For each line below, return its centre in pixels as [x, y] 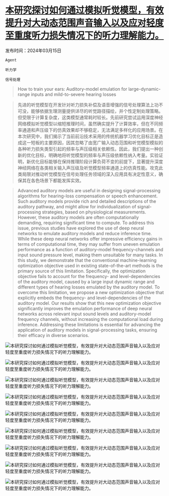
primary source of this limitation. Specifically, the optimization [81, 271]
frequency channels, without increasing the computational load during [90, 319]
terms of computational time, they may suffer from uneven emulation [89, 244]
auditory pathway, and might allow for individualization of [77, 206]
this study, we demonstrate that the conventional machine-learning [87, 260]
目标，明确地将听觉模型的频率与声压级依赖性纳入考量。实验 [97, 155]
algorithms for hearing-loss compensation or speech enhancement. [88, 196]
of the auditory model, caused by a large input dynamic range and [86, 282]
